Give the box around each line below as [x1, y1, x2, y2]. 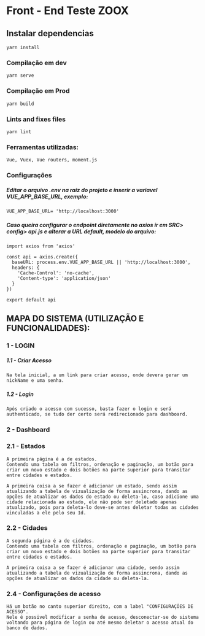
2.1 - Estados [6, 442, 45, 451]
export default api [6, 297, 56, 303]
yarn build [6, 101, 34, 107]
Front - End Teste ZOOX [6, 4, 129, 18]
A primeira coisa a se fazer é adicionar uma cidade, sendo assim [6, 564, 180, 571]
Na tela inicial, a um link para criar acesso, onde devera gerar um [6, 372, 188, 378]
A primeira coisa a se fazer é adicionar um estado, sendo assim [6, 483, 177, 489]
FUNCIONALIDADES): [6, 323, 90, 333]
